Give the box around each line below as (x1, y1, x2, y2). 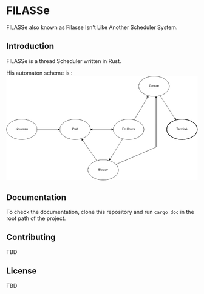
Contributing (6, 232, 56, 242)
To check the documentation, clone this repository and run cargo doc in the (6, 209, 194, 216)
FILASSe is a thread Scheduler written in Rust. (6, 57, 121, 64)
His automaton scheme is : (6, 69, 73, 76)
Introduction (6, 41, 55, 52)
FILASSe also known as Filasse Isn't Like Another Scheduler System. (6, 24, 178, 31)
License (6, 266, 37, 276)
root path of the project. (6, 215, 66, 222)
